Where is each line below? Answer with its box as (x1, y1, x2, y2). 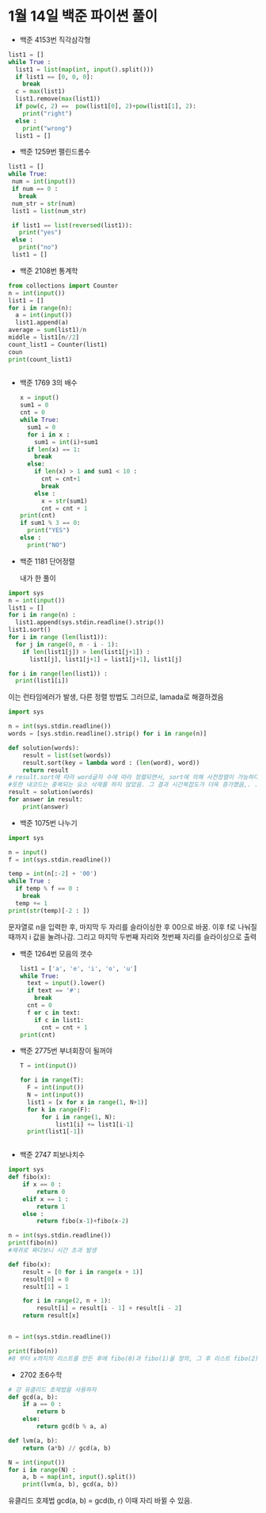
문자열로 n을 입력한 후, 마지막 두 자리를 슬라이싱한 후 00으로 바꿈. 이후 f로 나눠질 (8, 922, 257, 931)
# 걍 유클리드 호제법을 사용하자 (8, 1386, 97, 1393)
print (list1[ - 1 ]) (27, 1127, 85, 1136)
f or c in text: (27, 1009, 81, 1017)
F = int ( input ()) (27, 1084, 85, 1092)
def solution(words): (8, 743, 80, 752)
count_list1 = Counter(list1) (8, 340, 108, 348)
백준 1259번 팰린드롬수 (19, 147, 91, 157)
